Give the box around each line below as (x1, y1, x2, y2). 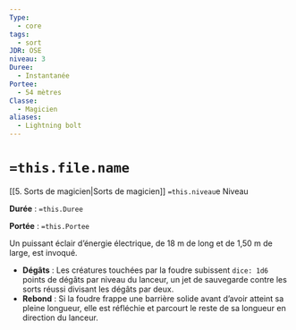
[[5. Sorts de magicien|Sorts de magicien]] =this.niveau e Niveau (9, 185, 249, 197)
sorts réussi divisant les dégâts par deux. (21, 283, 174, 294)
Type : (9, 13, 30, 22)
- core (17, 21, 42, 30)
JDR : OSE (9, 47, 42, 55)
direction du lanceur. (21, 312, 98, 323)
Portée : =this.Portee (9, 220, 90, 231)
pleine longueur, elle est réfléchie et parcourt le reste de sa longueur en (21, 302, 286, 313)
